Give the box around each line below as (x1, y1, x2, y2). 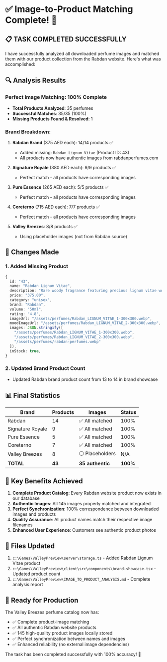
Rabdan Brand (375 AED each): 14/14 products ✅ (12, 139, 113, 145)
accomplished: (5, 61, 36, 67)
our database (12, 495, 40, 501)
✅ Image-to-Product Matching (5, 3, 133, 15)
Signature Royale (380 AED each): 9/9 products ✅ (12, 164, 116, 170)
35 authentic (79, 460, 110, 467)
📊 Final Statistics (5, 391, 61, 400)
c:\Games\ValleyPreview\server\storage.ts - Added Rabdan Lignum (12, 555, 153, 561)
